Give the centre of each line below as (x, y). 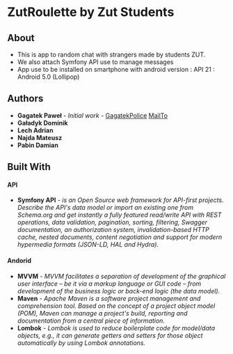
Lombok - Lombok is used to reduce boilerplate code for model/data (116, 328)
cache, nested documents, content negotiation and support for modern (120, 237)
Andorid (19, 261)
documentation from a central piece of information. (91, 321)
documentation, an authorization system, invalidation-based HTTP (113, 230)
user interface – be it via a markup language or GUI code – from (109, 284)
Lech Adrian (35, 130)
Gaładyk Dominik (42, 123)
